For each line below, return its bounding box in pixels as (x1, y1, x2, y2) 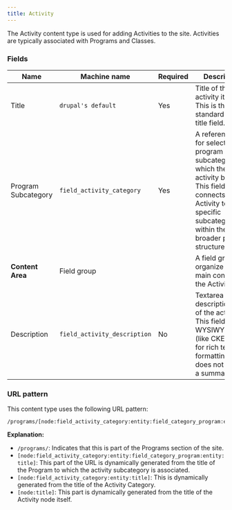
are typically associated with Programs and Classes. (7, 36, 156, 45)
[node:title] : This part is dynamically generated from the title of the (17, 488, 213, 496)
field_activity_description (59, 330, 152, 338)
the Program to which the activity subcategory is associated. (17, 466, 191, 475)
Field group (59, 266, 97, 276)
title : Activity (7, 10, 54, 17)
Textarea (195, 290, 224, 300)
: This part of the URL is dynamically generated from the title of (35, 459, 215, 467)
